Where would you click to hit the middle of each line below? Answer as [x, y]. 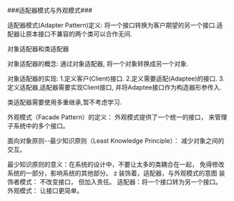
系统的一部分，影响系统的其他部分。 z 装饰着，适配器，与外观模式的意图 [112, 173]
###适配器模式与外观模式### [50, 10]
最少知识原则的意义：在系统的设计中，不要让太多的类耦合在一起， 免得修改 [116, 164]
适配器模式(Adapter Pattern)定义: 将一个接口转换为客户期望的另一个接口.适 [115, 25]
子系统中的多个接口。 [38, 126]
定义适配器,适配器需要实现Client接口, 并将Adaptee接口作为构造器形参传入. [115, 87]
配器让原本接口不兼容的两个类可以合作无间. [70, 34]
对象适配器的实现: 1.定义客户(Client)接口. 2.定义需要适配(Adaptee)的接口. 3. [116, 78]
